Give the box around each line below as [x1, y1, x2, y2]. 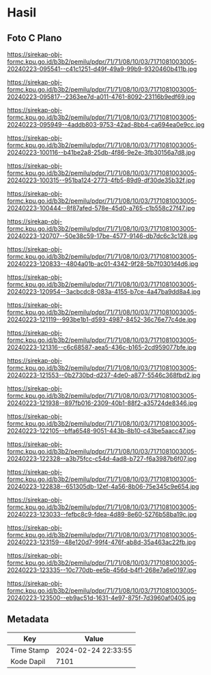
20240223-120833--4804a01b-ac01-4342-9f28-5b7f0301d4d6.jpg [7, 260, 199, 268]
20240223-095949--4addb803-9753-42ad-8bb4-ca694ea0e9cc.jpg [7, 121, 205, 128]
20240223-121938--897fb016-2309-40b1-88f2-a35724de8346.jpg [7, 399, 198, 407]
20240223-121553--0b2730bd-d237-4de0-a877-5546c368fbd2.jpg [7, 371, 201, 379]
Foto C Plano [7, 32, 62, 44]
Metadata [7, 613, 49, 625]
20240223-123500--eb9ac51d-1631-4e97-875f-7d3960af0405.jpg [7, 594, 196, 602]
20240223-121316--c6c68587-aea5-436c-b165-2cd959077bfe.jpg [7, 343, 197, 351]
